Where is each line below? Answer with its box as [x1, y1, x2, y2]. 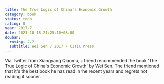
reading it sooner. [5, 73, 41, 79]
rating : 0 [5, 21, 26, 26]
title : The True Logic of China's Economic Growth [5, 7, 112, 12]
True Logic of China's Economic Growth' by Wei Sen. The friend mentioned [5, 63, 159, 69]
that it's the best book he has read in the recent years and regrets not [5, 68, 148, 74]
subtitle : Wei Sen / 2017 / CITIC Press [9, 44, 94, 49]
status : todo [5, 16, 32, 21]
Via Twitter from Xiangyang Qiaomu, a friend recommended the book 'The [5, 57, 158, 63]
